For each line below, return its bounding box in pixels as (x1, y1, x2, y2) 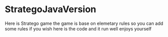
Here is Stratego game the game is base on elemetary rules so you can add (5, 20, 164, 26)
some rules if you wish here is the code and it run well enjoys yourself (5, 25, 152, 31)
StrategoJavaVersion (5, 4, 97, 15)
